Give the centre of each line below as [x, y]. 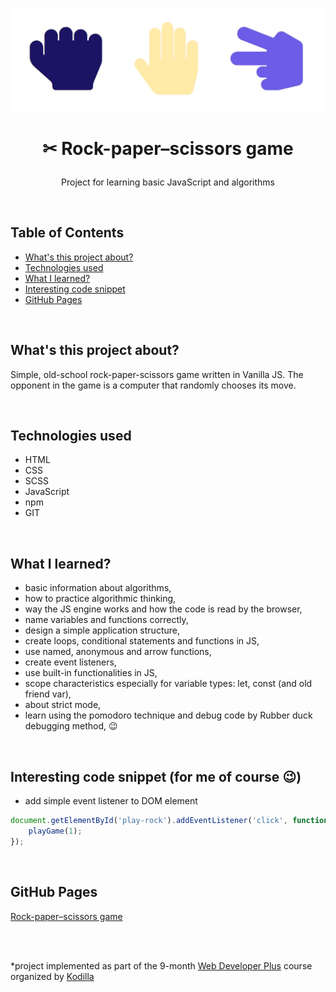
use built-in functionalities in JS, [91, 673]
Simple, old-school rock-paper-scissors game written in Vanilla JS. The [157, 374]
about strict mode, [63, 705]
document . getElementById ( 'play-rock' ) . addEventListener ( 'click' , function [169, 821]
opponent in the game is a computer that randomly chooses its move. [153, 385]
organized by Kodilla [52, 976]
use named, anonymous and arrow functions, [118, 652]
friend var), [48, 694]
